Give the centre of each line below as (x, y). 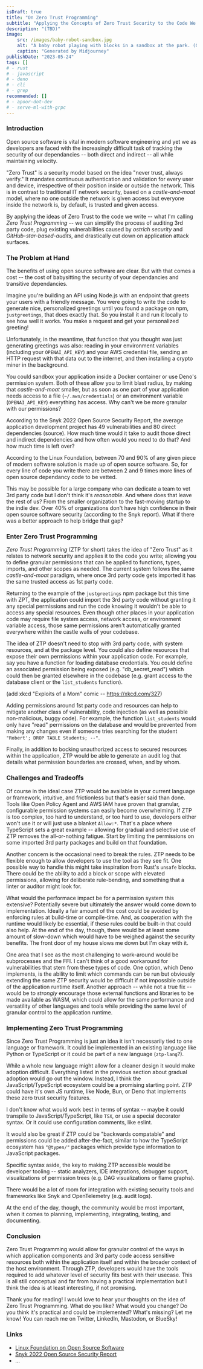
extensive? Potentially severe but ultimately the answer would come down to (101, 904)
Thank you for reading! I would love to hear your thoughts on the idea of (96, 1300)
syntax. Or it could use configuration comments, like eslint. (79, 1122)
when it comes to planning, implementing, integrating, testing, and (89, 1214)
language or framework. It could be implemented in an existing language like (101, 1047)
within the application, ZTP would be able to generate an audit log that (94, 756)
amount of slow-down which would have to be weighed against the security (101, 936)
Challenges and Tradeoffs (45, 778)
